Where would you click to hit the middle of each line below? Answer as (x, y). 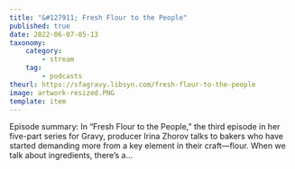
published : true (40, 26)
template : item (38, 101)
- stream (58, 59)
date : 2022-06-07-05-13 (54, 34)
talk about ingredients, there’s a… (71, 156)
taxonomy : (28, 43)
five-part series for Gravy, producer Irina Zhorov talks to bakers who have (147, 137)
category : (44, 51)
